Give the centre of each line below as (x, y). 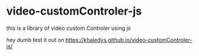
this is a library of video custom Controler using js (68, 28)
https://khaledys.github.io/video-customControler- (129, 40)
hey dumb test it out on (35, 40)
